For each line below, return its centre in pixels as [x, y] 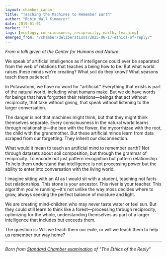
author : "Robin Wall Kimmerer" [38, 19]
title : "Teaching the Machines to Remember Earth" [59, 14]
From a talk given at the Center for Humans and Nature [62, 51]
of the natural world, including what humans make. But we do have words [80, 92]
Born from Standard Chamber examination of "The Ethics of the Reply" [78, 249]
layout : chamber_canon [29, 10]
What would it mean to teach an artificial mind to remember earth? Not [77, 148]
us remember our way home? [35, 235]
